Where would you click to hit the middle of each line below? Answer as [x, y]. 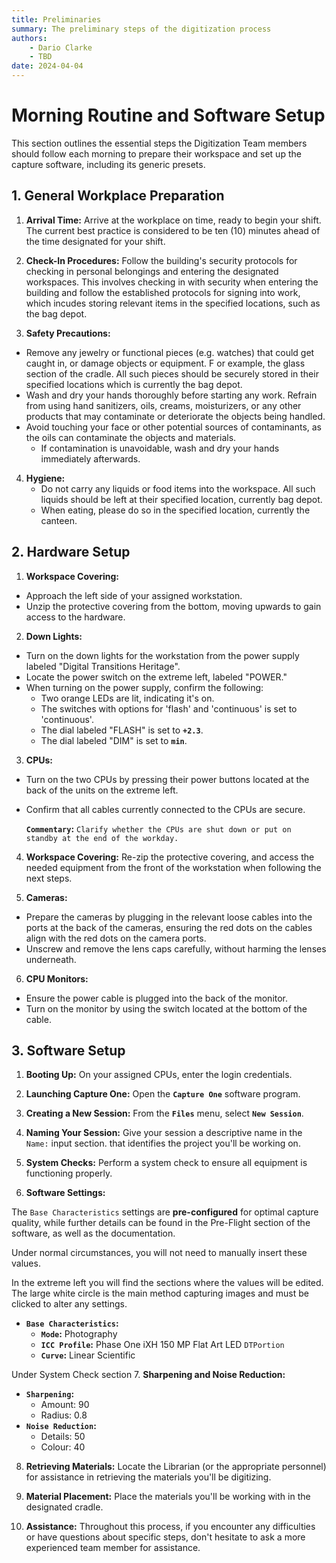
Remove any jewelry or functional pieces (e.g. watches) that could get [170, 352]
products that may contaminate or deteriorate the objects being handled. [175, 416]
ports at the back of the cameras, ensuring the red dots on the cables [169, 927]
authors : [29, 38]
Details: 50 [63, 1437]
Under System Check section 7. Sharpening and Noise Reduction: [148, 1375]
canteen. [59, 520]
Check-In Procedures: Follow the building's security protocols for [161, 260]
